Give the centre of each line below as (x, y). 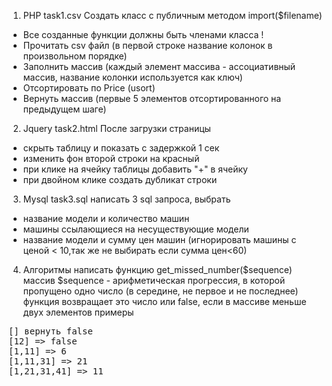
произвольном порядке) (75, 56)
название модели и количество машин (106, 218)
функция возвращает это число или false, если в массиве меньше (164, 301)
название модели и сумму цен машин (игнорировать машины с (159, 239)
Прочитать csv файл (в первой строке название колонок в (147, 45)
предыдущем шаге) (64, 109)
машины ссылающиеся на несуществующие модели (136, 229)
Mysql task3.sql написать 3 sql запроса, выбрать (126, 199)
